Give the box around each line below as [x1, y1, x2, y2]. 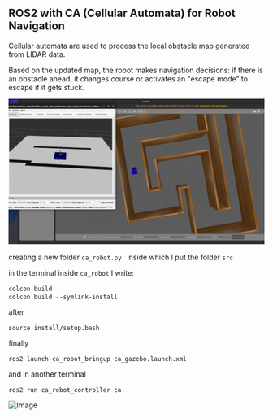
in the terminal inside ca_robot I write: [8, 268, 134, 278]
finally [8, 338, 29, 348]
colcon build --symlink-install [8, 293, 118, 302]
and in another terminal [8, 369, 87, 379]
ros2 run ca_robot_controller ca [8, 386, 122, 394]
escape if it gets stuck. [8, 82, 85, 92]
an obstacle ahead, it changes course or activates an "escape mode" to [8, 73, 249, 84]
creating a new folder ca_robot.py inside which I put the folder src [8, 252, 234, 263]
